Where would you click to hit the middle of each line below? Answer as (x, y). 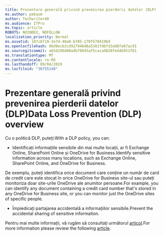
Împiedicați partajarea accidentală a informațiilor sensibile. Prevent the (82, 208)
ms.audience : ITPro (25, 23)
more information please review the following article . (58, 228)
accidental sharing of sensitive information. (56, 213)
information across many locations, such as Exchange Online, (74, 158)
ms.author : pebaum (24, 14)
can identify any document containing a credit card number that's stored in (81, 188)
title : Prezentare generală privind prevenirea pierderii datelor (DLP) (81, 10)
